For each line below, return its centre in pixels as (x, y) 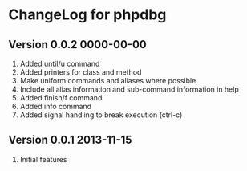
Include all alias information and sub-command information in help (129, 89)
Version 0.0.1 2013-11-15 (70, 140)
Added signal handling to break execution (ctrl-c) (101, 115)
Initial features (43, 159)
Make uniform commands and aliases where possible (108, 81)
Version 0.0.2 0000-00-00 (77, 45)
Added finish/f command (61, 98)
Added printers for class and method (81, 72)
